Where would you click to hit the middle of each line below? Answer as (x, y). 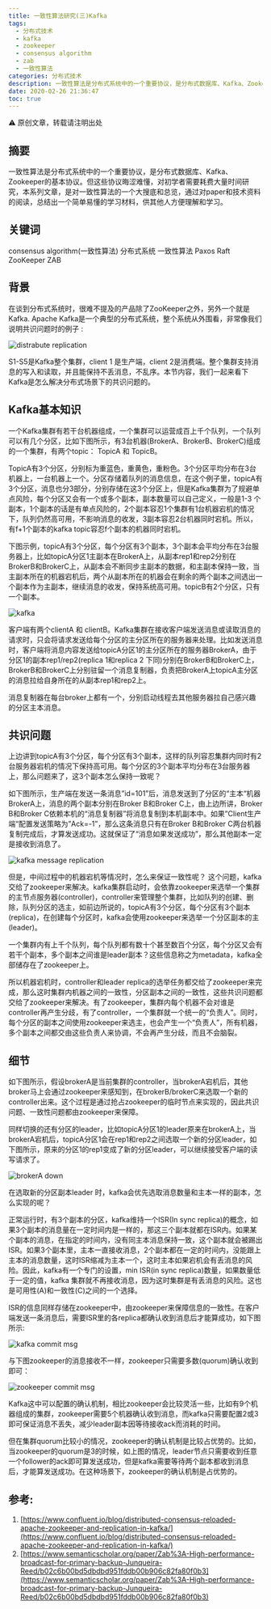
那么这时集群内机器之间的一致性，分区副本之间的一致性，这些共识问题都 (142, 993)
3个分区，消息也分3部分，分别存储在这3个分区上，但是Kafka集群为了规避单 (134, 488)
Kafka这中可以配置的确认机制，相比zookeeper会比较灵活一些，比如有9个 (130, 1404)
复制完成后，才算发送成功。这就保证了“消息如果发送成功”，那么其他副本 (128, 834)
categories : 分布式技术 (45, 76)
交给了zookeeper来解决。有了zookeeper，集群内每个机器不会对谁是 (122, 1002)
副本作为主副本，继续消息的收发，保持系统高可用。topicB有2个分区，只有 (138, 586)
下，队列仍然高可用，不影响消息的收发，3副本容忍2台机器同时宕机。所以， (133, 519)
